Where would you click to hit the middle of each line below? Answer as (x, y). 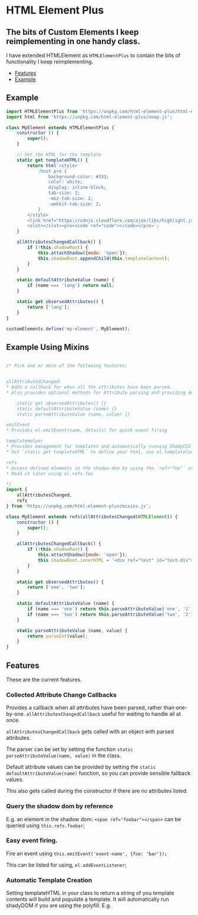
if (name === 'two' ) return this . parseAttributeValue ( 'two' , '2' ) (110, 614)
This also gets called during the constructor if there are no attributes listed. (97, 791)
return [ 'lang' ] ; (48, 307)
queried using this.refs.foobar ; (46, 825)
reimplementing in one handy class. (73, 41)
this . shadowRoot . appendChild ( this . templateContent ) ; (103, 258)
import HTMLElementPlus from (42, 111)
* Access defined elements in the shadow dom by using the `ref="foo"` (96, 468)
